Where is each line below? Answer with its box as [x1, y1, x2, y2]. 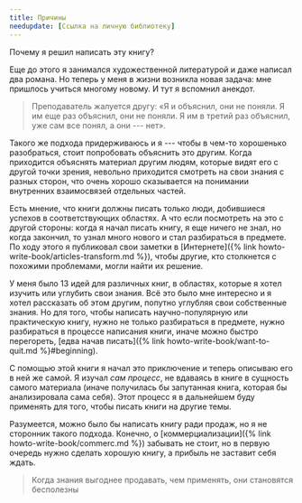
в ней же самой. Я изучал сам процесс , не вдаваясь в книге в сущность [9, 372, 289, 383]
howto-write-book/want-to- [166, 335, 270, 346]
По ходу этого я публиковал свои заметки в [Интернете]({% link [9, 241, 257, 252]
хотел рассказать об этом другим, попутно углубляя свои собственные [9, 297, 287, 308]
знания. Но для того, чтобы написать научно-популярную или [9, 306, 249, 317]
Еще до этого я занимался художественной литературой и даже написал [9, 64, 293, 75]
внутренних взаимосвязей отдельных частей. [9, 185, 187, 196]
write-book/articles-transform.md [9, 250, 135, 262]
